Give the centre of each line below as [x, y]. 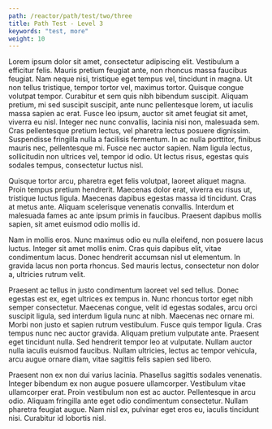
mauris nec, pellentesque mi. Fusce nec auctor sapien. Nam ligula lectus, [131, 148]
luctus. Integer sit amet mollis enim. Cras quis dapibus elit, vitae [115, 249]
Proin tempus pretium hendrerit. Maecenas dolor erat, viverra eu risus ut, [130, 190]
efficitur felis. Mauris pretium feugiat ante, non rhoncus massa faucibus [128, 71]
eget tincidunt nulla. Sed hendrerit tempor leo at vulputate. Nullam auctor [131, 342]
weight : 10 [27, 39]
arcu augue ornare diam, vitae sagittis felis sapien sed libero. [110, 359]
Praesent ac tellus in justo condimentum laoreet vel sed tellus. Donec [124, 290]
